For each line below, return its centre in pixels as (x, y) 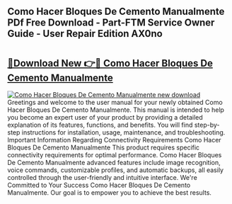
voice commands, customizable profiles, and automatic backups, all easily (116, 170)
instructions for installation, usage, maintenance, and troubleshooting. (123, 132)
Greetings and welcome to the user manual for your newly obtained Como (115, 102)
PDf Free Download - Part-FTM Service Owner (111, 23)
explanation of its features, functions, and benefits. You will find (100, 125)
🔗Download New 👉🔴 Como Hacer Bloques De (110, 63)
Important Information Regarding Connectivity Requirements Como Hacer (114, 140)
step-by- (207, 125)
